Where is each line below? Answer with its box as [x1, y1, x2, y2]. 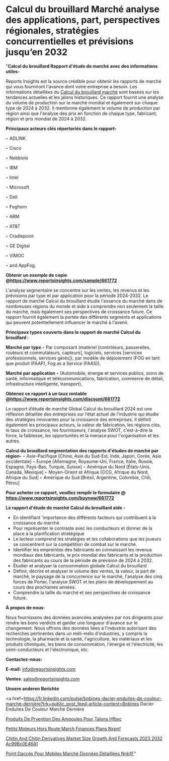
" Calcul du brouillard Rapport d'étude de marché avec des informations [6, 63, 158, 69]
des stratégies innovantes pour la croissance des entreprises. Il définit [6, 416, 151, 422]
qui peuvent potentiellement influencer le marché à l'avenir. [6, 319, 129, 325]
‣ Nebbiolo [6, 155, 29, 161]
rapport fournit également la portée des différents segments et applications [6, 314, 162, 320]
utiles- [6, 68, 20, 74]
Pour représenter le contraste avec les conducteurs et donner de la [13, 525, 152, 531]
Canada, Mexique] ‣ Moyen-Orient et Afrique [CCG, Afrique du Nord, [6, 469, 149, 475]
